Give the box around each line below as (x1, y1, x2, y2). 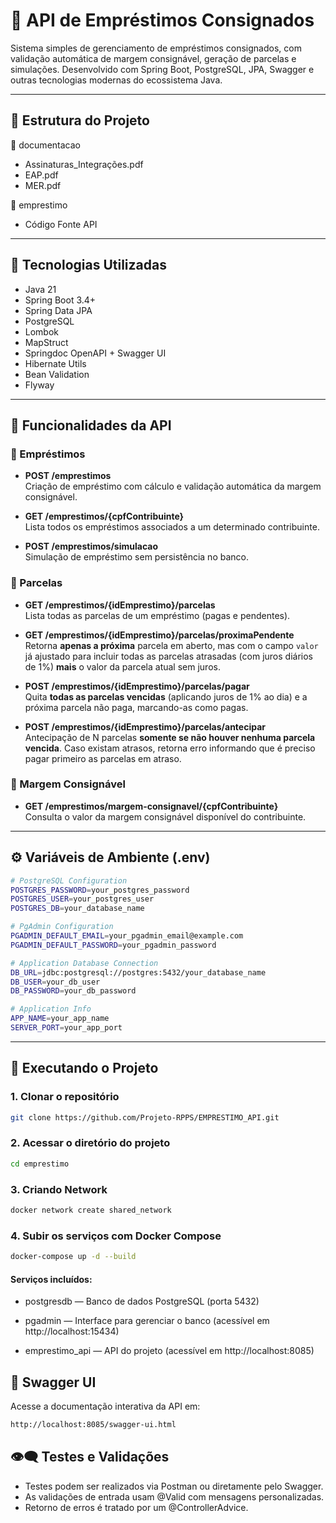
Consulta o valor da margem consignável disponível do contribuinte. (24, 810, 307, 823)
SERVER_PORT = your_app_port (10, 1023, 123, 1033)
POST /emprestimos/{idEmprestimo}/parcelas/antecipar (24, 720, 267, 733)
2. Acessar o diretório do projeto (10, 1136, 171, 1150)
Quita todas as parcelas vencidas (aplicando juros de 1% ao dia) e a (24, 690, 308, 703)
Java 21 (24, 283, 57, 295)
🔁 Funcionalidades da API (10, 417, 172, 434)
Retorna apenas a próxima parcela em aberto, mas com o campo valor (24, 639, 319, 651)
